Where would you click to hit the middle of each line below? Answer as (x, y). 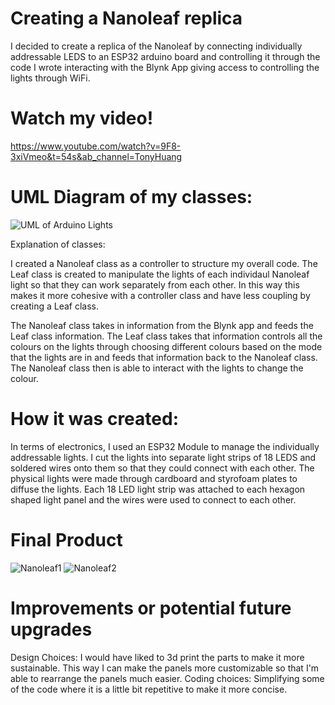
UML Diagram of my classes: (131, 197)
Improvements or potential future (151, 608)
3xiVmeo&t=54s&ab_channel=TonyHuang (96, 156)
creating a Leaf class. (55, 306)
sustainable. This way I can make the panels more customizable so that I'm (165, 668)
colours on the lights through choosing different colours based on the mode (166, 346)
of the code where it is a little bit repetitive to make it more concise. (149, 689)
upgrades (51, 629)
